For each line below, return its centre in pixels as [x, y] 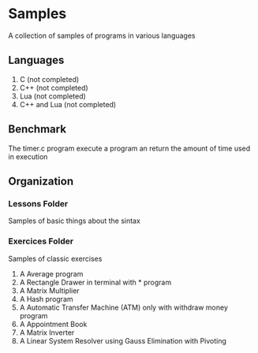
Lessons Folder [38, 203]
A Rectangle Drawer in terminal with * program [95, 282]
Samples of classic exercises [55, 258]
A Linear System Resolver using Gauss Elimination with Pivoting [123, 340]
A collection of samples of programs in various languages [102, 35]
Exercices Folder [41, 241]
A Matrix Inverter [47, 333]
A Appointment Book [53, 324]
